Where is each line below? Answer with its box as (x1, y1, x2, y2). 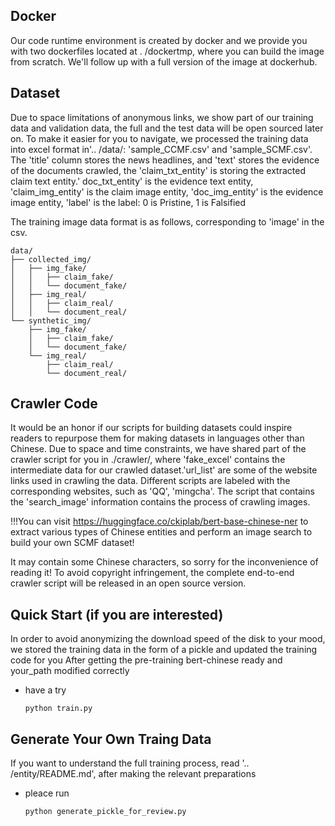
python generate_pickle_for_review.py (24, 807, 187, 817)
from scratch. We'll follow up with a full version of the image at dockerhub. (10, 55, 318, 68)
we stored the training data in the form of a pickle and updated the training (10, 644, 318, 656)
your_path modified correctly (10, 665, 130, 677)
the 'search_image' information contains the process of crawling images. (10, 496, 311, 508)
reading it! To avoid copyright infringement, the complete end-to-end (10, 567, 295, 579)
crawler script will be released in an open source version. (10, 577, 247, 589)
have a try (24, 684, 67, 696)
